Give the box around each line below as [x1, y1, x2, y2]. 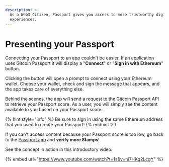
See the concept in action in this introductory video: [5, 146, 113, 152]
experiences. [10, 17, 37, 22]
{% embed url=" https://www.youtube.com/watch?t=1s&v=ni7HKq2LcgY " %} [5, 156, 163, 162]
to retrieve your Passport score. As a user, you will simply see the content [5, 101, 158, 107]
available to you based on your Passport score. [5, 107, 103, 113]
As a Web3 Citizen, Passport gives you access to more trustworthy [10, 12, 154, 17]
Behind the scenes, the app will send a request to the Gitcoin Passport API [5, 96, 159, 102]
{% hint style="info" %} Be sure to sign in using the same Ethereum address [5, 116, 163, 122]
